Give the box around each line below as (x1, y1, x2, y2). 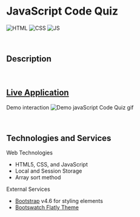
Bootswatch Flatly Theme (15, 204, 79, 211)
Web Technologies (6, 149, 53, 156)
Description (6, 53, 52, 64)
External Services (6, 185, 50, 193)
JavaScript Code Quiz (6, 4, 119, 18)
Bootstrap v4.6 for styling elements (15, 198, 103, 205)
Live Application (6, 88, 69, 98)
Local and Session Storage (15, 167, 82, 174)
